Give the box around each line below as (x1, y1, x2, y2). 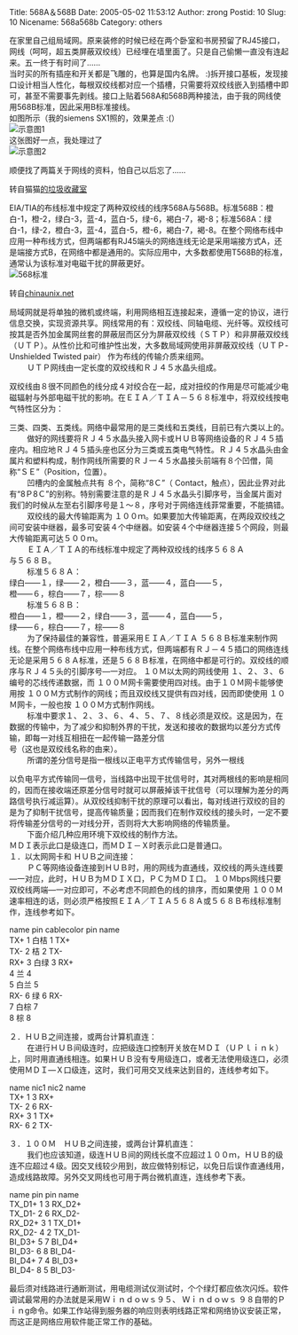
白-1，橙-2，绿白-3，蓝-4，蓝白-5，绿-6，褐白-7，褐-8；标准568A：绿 (9, 214, 272, 224)
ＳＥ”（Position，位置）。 (20, 467, 113, 476)
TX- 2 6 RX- (9, 1102, 53, 1111)
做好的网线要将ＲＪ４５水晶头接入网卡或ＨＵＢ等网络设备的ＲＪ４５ (26, 433, 276, 444)
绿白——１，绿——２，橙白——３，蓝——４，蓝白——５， (9, 577, 227, 587)
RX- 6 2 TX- (9, 1120, 53, 1130)
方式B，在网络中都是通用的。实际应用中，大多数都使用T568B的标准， (32, 247, 288, 257)
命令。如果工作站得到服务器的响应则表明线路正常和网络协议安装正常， (29, 1306, 286, 1315)
